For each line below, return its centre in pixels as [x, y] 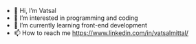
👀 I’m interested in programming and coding [76, 18]
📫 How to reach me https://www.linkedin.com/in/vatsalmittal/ [101, 33]
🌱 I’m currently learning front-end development [80, 25]
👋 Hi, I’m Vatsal [35, 11]
